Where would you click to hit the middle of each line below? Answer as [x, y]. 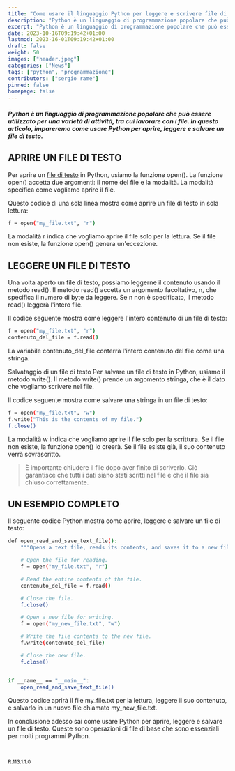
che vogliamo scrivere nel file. [51, 386]
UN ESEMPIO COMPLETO [63, 504]
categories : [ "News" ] [39, 66]
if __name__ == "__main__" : [49, 680]
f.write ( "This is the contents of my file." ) [75, 419]
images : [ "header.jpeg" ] [44, 59]
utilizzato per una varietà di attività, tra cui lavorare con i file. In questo [113, 121]
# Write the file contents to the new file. [86, 636]
